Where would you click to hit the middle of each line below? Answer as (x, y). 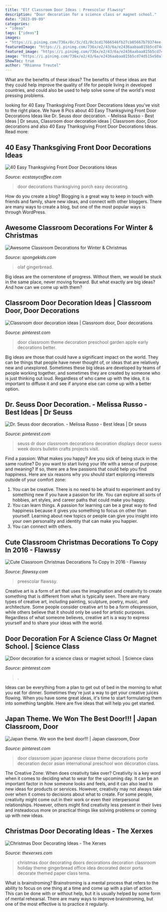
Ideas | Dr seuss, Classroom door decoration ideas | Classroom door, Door (82, 121)
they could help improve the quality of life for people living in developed (79, 85)
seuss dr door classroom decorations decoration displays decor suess (89, 444)
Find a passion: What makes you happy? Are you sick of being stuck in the (81, 458)
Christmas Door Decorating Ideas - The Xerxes (79, 831)
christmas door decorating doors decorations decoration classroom (87, 862)
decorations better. (37, 347)
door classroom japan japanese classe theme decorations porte (83, 758)
